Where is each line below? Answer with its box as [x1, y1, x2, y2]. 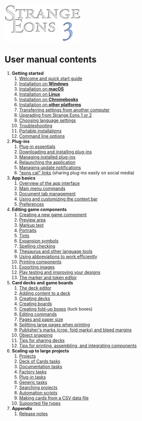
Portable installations [19, 128, 62, 134]
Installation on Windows [19, 80, 69, 86]
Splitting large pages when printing [19, 321, 90, 327]
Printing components [19, 259, 62, 265]
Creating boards [19, 301, 52, 307]
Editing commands [19, 311, 57, 317]
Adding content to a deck [19, 290, 71, 296]
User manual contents [4, 54, 97, 65]
